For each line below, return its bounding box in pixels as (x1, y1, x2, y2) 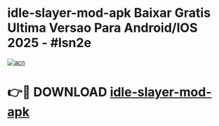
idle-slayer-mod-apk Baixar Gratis (7, 5, 211, 21)
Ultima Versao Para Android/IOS (7, 20, 198, 36)
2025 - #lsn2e (7, 35, 92, 51)
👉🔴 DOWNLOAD (7, 84, 107, 100)
